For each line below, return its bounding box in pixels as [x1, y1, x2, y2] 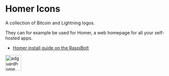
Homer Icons [5, 3, 60, 15]
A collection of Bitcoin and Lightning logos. [5, 20, 95, 26]
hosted [5, 35, 20, 41]
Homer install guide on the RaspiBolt [12, 45, 89, 51]
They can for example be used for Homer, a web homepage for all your [5, 29, 154, 35]
